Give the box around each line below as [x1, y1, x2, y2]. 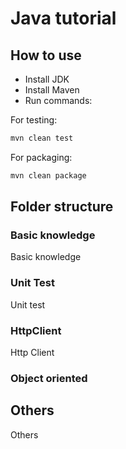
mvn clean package [10, 170, 87, 181]
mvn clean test [10, 133, 74, 143]
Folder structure [10, 198, 114, 216]
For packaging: [10, 151, 73, 163]
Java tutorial [10, 7, 117, 30]
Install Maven [24, 84, 80, 96]
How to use [10, 47, 82, 64]
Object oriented [10, 371, 88, 385]
